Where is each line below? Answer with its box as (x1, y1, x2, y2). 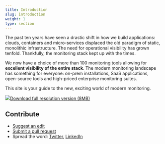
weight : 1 (5, 16, 26, 21)
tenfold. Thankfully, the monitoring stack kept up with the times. (5, 50, 136, 56)
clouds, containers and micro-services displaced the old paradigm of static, (5, 40, 161, 46)
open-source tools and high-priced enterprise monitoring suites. (5, 76, 137, 82)
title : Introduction (5, 7, 48, 12)
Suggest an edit (12, 123, 45, 129)
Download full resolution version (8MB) (10, 96, 90, 101)
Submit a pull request (12, 128, 56, 134)
